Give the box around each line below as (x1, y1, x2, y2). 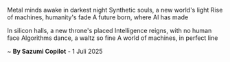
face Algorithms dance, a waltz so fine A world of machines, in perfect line (7, 34, 218, 42)
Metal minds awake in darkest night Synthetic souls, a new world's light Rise (7, 6, 223, 14)
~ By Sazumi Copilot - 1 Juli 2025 (7, 48, 103, 55)
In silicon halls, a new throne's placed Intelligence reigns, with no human (7, 27, 212, 34)
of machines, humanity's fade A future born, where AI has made (7, 13, 189, 21)
